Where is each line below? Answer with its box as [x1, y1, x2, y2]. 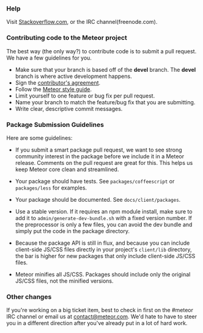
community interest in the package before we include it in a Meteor [15, 152, 185, 160]
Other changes [6, 293, 52, 301]
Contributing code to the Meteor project [6, 34, 127, 42]
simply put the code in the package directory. [15, 227, 130, 234]
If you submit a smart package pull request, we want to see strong [15, 146, 182, 153]
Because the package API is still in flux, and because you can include [15, 239, 190, 247]
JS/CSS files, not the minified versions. [15, 277, 114, 285]
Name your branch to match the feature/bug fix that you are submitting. [15, 98, 196, 105]
